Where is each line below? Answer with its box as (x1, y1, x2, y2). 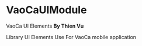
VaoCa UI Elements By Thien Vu (6, 22, 84, 29)
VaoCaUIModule (6, 3, 87, 17)
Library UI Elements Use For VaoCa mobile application (6, 33, 136, 40)
